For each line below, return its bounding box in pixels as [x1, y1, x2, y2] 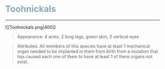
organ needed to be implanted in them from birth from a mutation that [17, 48, 158, 54]
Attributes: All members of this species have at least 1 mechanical [17, 43, 150, 49]
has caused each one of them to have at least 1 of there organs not [17, 53, 153, 59]
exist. [17, 59, 28, 65]
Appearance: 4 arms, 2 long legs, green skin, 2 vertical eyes [17, 33, 139, 40]
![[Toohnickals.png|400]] [5, 24, 56, 30]
